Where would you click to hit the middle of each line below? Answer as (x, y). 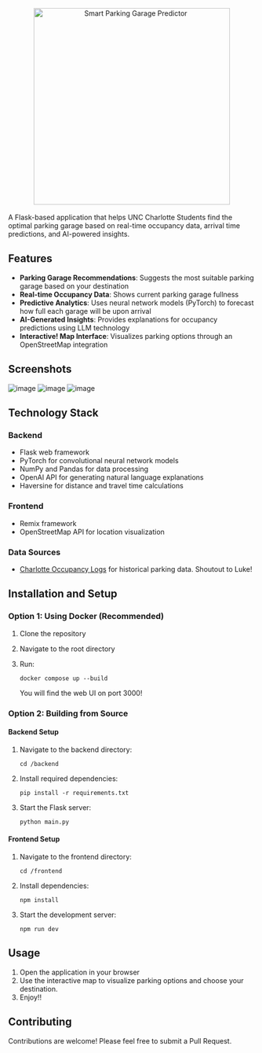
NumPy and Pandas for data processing (84, 469)
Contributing (40, 1022)
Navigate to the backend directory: (76, 749)
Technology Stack (53, 413)
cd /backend (39, 764)
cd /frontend (41, 871)
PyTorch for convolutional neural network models (99, 461)
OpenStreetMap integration (64, 344)
